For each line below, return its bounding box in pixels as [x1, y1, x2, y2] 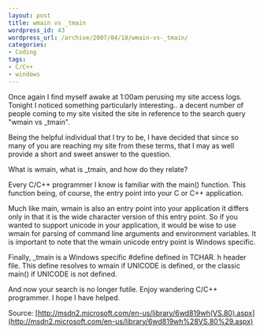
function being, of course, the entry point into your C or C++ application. [8, 188, 244, 197]
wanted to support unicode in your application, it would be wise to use [8, 220, 236, 230]
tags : [8, 56, 26, 64]
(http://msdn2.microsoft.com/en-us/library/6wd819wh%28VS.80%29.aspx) [8, 317, 254, 326]
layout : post [8, 11, 51, 20]
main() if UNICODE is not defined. [8, 269, 117, 279]
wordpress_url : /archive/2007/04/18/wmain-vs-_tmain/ [8, 33, 189, 42]
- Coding [8, 48, 37, 56]
